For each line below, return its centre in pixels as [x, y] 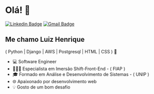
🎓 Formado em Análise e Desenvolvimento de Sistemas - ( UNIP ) [81, 74]
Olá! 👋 [18, 10]
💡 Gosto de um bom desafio [41, 87]
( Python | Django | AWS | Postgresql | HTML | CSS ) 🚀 [61, 51]
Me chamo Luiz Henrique [45, 40]
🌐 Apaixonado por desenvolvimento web [54, 81]
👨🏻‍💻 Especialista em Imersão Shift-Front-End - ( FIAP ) [69, 69]
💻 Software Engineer [34, 61]
